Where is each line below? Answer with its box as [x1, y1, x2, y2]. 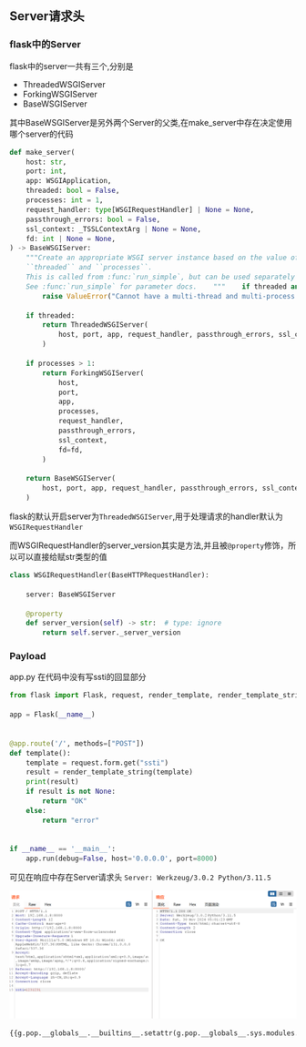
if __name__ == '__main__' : [9, 845, 117, 854]
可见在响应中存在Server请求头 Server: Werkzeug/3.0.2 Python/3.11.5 [9, 872, 271, 883]
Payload [9, 650, 46, 663]
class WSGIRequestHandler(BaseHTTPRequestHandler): [9, 571, 209, 580]
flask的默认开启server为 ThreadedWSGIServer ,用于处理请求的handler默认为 [9, 511, 284, 522]
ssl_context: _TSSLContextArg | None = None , [25, 224, 202, 234]
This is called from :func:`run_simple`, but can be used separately [25, 272, 296, 282]
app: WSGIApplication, [25, 177, 112, 186]
